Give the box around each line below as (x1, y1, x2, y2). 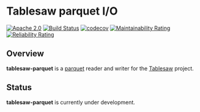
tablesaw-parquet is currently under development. (6, 99, 136, 106)
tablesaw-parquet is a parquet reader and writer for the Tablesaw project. (6, 65, 194, 72)
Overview (6, 49, 45, 59)
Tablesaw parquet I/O (6, 4, 118, 18)
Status (6, 82, 32, 93)
